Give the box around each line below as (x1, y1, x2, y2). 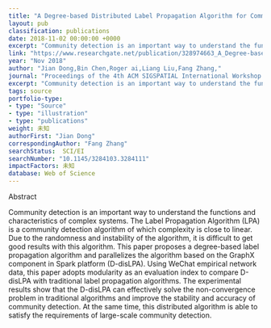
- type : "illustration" (8, 110, 89, 118)
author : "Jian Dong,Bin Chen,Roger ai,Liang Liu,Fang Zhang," (8, 65, 222, 73)
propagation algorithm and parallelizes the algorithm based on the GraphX (8, 250, 255, 259)
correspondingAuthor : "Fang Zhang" (8, 139, 128, 148)
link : (8, 49, 27, 57)
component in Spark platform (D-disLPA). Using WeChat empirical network (8, 259, 257, 268)
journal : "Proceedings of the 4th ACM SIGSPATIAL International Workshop (8, 72, 262, 80)
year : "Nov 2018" (8, 57, 67, 65)
